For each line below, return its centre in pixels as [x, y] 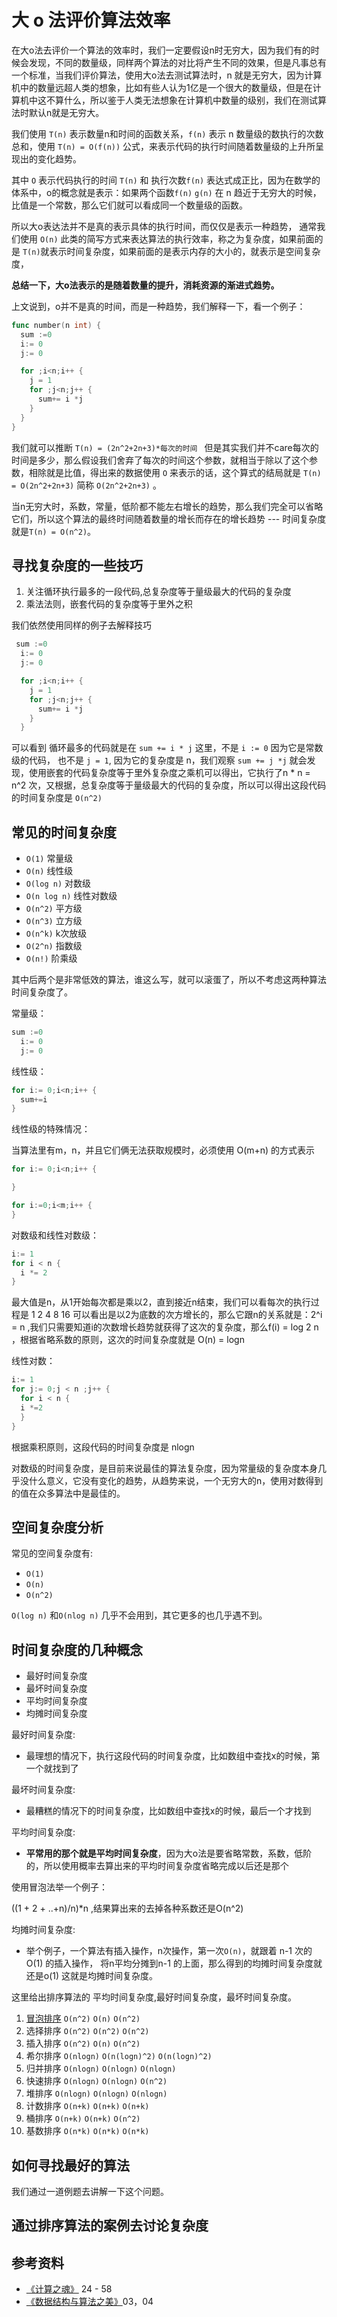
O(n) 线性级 [49, 871]
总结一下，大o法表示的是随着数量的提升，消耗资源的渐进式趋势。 [145, 285]
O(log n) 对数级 [58, 883]
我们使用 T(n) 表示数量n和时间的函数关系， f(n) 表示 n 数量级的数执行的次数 [167, 133]
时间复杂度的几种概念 [77, 1649]
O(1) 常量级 [49, 858]
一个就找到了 [52, 1768]
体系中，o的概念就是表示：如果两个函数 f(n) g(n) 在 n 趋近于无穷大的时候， [166, 192]
